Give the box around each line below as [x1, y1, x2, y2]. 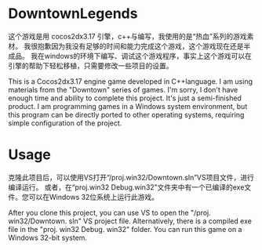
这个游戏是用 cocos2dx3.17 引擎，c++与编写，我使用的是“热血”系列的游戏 [8, 31, 247, 41]
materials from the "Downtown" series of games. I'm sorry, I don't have [8, 85, 238, 94]
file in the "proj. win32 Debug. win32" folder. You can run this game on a [8, 224, 242, 234]
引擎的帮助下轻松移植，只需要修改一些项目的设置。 [8, 60, 173, 71]
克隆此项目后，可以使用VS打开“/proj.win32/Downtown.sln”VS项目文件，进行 [8, 172, 255, 182]
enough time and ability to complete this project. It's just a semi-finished [8, 93, 242, 103]
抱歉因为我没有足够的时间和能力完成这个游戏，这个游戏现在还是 [37, 41, 244, 51]
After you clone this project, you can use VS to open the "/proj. [8, 208, 212, 217]
